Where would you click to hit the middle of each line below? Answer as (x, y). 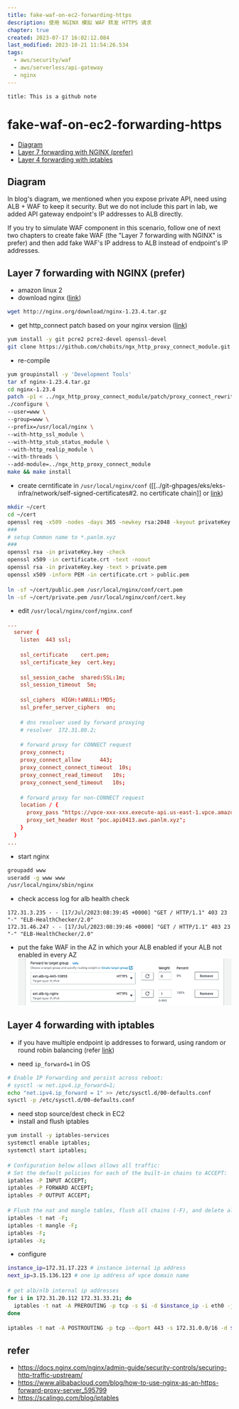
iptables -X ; (27, 1241)
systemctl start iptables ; (47, 1150)
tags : (15, 53)
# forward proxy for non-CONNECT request (82, 798)
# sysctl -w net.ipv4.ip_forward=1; (62, 1085)
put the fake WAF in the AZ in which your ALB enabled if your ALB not (120, 947)
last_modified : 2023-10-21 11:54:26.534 (68, 45)
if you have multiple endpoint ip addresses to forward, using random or (122, 1042)
